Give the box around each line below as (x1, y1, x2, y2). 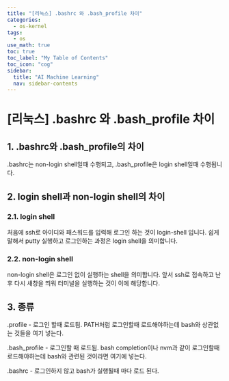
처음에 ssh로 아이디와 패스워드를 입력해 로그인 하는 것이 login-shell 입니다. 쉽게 (7, 228, 220, 236)
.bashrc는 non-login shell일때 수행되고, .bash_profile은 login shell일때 (7, 160, 199, 168)
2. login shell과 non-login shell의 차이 (7, 191, 165, 202)
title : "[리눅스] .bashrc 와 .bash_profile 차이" (7, 10, 143, 17)
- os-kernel (13, 23, 48, 29)
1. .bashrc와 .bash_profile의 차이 (7, 141, 145, 153)
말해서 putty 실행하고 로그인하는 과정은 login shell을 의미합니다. (7, 237, 178, 245)
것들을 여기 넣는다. (14, 329, 64, 337)
